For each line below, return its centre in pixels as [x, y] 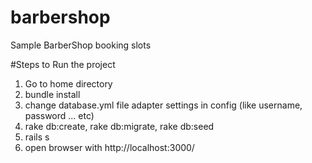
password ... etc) [59, 115]
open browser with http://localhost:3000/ [109, 147]
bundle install [52, 94]
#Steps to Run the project [63, 64]
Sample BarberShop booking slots [81, 45]
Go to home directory [68, 83]
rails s [37, 137]
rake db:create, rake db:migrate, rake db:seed [119, 126]
